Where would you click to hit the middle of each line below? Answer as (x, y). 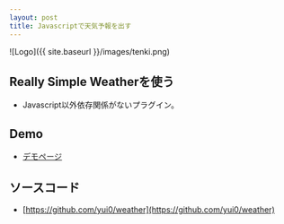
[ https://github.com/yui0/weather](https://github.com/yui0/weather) (149, 209)
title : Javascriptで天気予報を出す (71, 26)
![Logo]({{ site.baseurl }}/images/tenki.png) (90, 51)
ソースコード (44, 188)
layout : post (34, 17)
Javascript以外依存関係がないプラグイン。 (101, 105)
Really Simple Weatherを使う (92, 82)
